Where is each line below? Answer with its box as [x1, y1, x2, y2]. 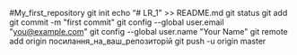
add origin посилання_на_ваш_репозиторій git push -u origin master [9, 35, 266, 46]
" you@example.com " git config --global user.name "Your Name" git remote [9, 27, 289, 36]
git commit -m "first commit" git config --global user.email [9, 17, 224, 27]
